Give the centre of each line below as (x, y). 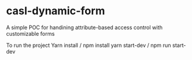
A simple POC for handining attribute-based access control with (84, 27)
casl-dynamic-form (56, 11)
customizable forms (31, 33)
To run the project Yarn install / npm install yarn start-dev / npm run (89, 45)
